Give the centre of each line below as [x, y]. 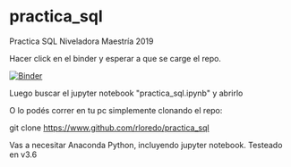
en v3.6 [23, 154]
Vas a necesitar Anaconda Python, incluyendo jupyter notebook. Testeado [146, 145]
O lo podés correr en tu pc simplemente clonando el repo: [116, 110]
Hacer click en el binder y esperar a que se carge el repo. [116, 58]
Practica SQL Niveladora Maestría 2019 [81, 41]
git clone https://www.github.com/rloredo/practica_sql [109, 128]
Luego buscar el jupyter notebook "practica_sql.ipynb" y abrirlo [126, 93]
